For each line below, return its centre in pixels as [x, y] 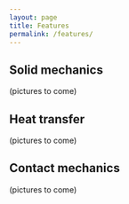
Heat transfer [47, 119]
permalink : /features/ [51, 34]
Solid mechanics [56, 70]
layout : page [33, 17]
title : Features [39, 26]
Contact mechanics [64, 168]
